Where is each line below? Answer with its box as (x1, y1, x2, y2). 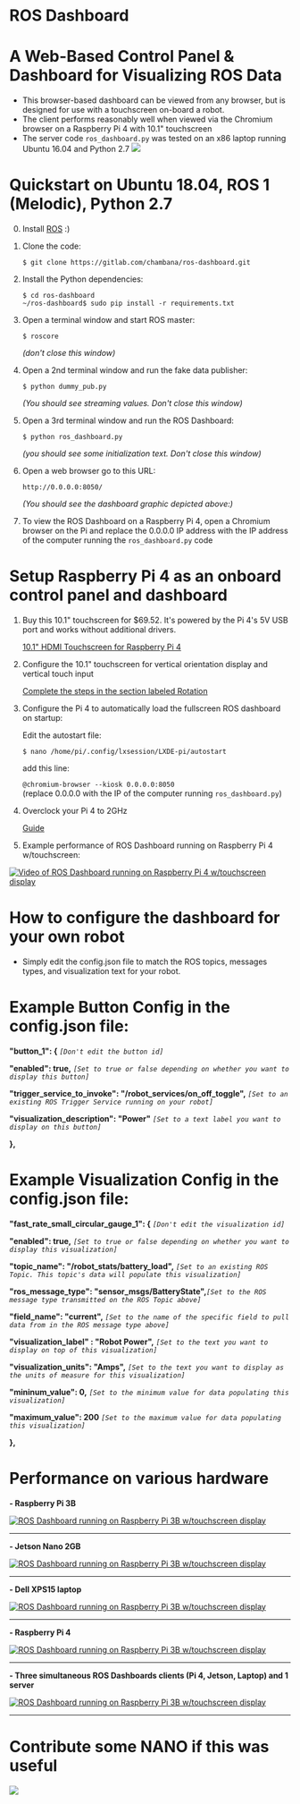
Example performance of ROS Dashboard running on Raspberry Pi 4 (21, 840, 274, 851)
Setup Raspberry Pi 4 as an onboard (9, 566, 282, 587)
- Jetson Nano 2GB (9, 1540, 81, 1552)
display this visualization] (9, 1245, 118, 1254)
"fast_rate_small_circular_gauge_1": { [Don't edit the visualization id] (9, 1218, 286, 1229)
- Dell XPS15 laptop (9, 1584, 82, 1595)
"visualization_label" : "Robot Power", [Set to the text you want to (9, 1336, 269, 1347)
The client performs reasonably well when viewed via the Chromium (21, 114, 273, 125)
